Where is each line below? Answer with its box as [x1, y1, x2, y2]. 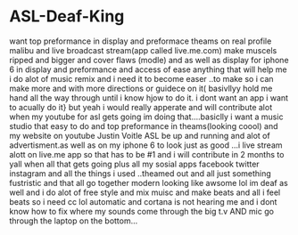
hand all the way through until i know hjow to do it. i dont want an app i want [9, 92, 288, 103]
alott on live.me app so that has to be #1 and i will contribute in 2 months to [9, 149, 285, 159]
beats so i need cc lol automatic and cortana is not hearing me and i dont [9, 196, 277, 207]
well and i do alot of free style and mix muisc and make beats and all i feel [9, 187, 281, 198]
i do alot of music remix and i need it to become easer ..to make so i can [9, 73, 274, 84]
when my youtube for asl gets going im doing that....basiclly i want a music [9, 111, 284, 122]
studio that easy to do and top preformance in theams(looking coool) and [9, 120, 278, 131]
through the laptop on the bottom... [9, 215, 138, 226]
